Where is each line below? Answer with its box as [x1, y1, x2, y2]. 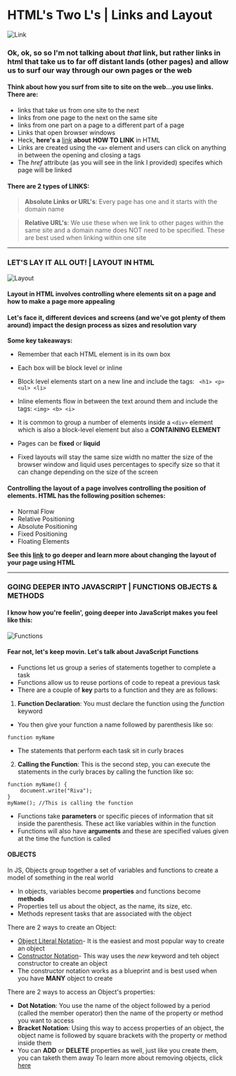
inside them [17, 1039, 52, 1047]
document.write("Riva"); [20, 787, 93, 794]
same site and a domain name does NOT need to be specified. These [24, 226, 225, 235]
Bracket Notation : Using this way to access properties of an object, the [17, 1024, 225, 1032]
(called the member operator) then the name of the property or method [17, 1009, 223, 1018]
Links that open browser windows [17, 129, 116, 137]
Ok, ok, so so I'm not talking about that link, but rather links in [7, 48, 221, 58]
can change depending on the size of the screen [17, 468, 159, 476]
